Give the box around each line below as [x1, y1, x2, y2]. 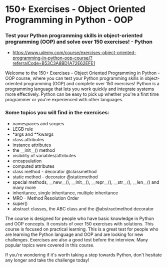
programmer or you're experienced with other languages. [5, 97, 123, 103]
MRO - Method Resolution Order [12, 195, 79, 201]
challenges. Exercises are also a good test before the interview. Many [5, 236, 148, 242]
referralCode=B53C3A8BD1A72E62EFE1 [12, 60, 95, 66]
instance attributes [12, 142, 51, 148]
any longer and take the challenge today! [5, 257, 89, 263]
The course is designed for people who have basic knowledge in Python [5, 215, 154, 221]
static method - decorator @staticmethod [12, 174, 98, 180]
